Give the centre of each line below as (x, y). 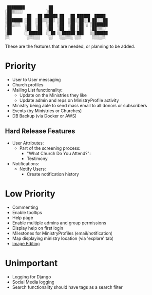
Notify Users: (33, 169)
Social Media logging (33, 282)
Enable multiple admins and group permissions (59, 223)
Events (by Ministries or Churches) (47, 111)
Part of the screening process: (50, 148)
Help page (22, 217)
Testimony (37, 158)
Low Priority (30, 194)
